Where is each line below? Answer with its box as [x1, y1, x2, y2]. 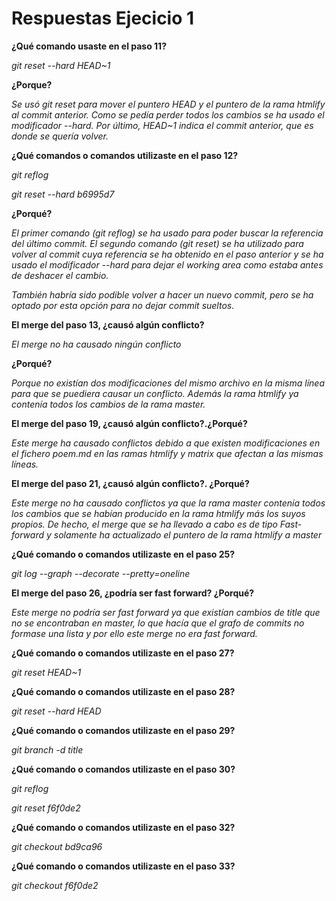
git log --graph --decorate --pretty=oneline [11, 567, 191, 579]
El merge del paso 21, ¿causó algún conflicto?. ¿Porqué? [11, 477, 250, 489]
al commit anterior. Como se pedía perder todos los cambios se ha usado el [11, 108, 325, 121]
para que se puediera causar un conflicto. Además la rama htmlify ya [11, 387, 299, 399]
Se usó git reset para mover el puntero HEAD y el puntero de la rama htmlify [11, 98, 326, 110]
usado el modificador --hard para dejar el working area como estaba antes [11, 258, 324, 271]
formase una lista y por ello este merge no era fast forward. [11, 627, 258, 639]
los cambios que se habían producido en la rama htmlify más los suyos [11, 507, 306, 519]
